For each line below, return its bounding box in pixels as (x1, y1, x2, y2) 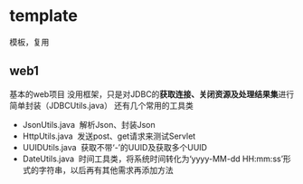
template (9, 5, 79, 26)
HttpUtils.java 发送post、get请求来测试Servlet (22, 131, 196, 141)
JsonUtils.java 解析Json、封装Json (22, 119, 156, 130)
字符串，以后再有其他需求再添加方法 (38, 164, 174, 175)
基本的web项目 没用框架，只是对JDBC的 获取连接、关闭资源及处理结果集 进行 (9, 88, 295, 100)
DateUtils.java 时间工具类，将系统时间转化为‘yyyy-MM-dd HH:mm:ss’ (22, 153, 283, 164)
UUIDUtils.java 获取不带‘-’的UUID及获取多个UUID (22, 141, 208, 152)
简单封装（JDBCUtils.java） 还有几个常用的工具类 (9, 100, 194, 111)
